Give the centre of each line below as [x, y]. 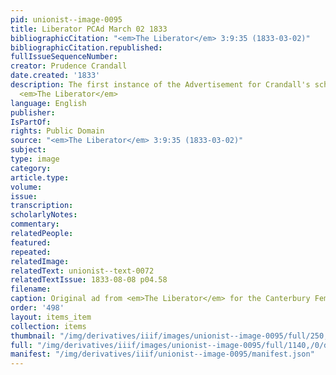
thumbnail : [33, 336]
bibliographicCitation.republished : [86, 47]
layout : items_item [51, 317]
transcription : [42, 206]
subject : [28, 150]
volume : [26, 187]
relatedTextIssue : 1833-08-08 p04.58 [89, 280]
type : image [35, 159]
